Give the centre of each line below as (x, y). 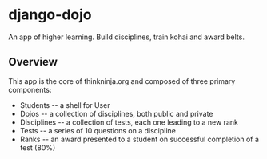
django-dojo (50, 15)
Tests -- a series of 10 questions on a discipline (98, 130)
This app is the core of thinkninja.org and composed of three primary (122, 81)
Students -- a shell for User (65, 105)
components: (30, 89)
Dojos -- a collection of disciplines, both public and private (116, 113)
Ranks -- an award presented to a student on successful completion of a (139, 139)
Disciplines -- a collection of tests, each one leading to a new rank (129, 122)
